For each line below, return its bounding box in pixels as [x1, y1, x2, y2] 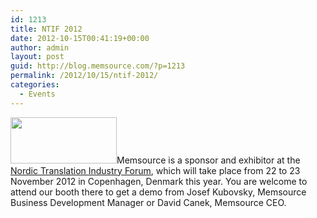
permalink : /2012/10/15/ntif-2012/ [10, 71, 159, 81]
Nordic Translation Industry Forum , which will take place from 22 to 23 [10, 164, 301, 176]
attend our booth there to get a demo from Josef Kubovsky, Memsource [10, 186, 307, 198]
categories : [10, 80, 60, 90]
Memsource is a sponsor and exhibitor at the [116, 154, 301, 166]
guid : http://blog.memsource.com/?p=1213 [10, 61, 186, 71]
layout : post [10, 52, 65, 62]
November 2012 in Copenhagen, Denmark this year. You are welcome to [10, 175, 308, 187]
